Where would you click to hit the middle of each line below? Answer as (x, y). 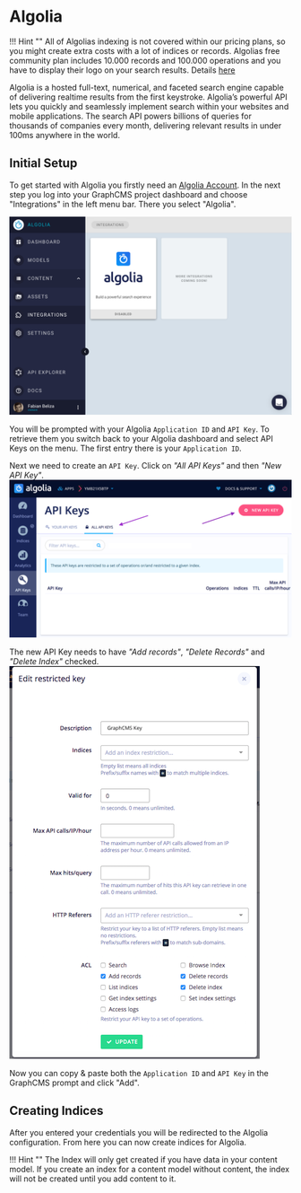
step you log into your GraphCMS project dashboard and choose (129, 194)
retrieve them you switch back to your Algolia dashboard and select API (141, 439)
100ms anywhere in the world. (65, 135)
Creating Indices (56, 1111)
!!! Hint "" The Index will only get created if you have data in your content (143, 1159)
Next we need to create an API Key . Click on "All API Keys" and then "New (146, 466)
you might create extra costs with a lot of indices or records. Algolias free (145, 50)
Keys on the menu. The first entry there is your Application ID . (125, 448)
